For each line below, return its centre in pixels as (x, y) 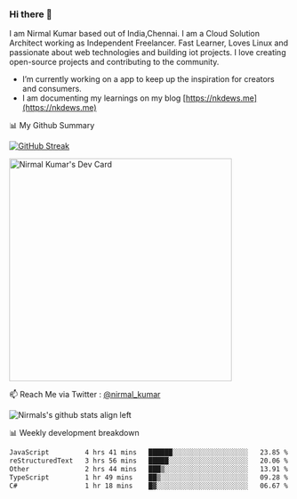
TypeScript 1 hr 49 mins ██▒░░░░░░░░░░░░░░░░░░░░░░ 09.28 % (149, 477)
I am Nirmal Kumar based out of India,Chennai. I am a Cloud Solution (135, 34)
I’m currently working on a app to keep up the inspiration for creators (148, 79)
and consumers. (52, 89)
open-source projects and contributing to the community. (114, 62)
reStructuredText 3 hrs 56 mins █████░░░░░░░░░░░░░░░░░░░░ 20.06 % (149, 461)
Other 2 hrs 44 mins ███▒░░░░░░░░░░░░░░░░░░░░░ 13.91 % (149, 470)
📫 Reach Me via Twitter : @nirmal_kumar (85, 395)
